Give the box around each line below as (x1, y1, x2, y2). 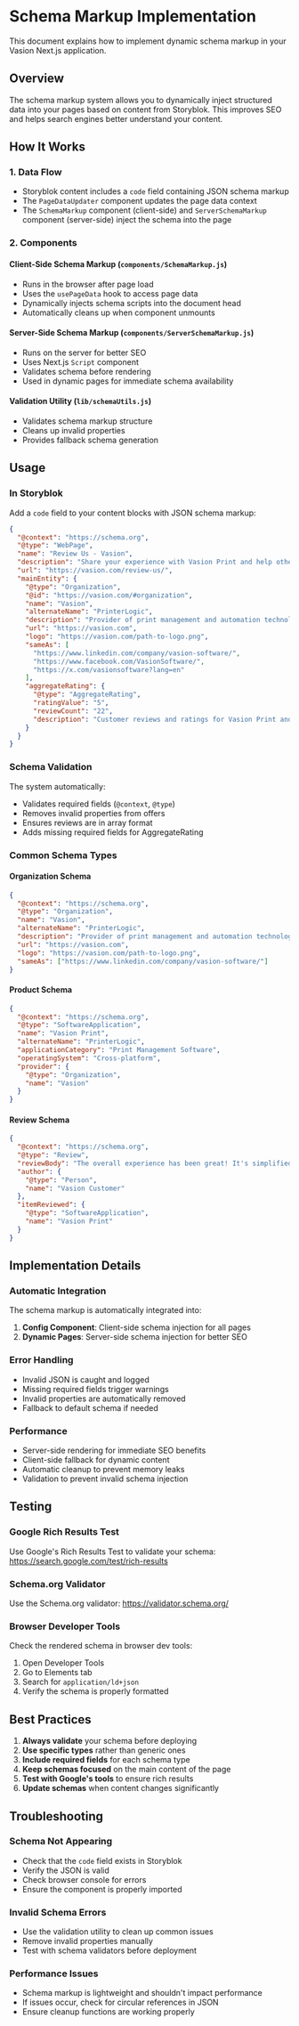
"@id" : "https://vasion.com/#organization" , (25, 590, 193, 600)
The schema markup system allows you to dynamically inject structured (9, 94, 273, 105)
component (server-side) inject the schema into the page (21, 215, 232, 225)
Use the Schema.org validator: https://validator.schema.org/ (9, 1598, 230, 1609)
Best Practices (9, 1712, 92, 1727)
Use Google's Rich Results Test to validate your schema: (9, 1546, 216, 1557)
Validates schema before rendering (21, 366, 151, 377)
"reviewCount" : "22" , (32, 706, 114, 716)
